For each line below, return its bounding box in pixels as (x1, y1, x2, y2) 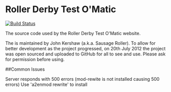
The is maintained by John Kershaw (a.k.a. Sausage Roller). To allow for (5, 40, 156, 46)
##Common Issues (5, 66, 45, 72)
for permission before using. (5, 56, 65, 62)
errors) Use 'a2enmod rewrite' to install (5, 81, 88, 87)
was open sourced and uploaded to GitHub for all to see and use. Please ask (5, 51, 166, 57)
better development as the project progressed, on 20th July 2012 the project (5, 45, 166, 51)
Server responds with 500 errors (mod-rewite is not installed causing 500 (5, 76, 160, 82)
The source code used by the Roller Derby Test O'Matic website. (5, 30, 141, 36)
